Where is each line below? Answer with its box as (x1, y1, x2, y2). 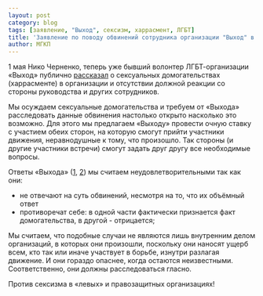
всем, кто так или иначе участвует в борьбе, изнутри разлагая (8, 247, 220, 257)
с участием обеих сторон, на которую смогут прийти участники (8, 127, 225, 137)
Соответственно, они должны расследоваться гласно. (8, 264, 192, 274)
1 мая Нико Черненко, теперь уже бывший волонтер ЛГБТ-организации (8, 62, 250, 71)
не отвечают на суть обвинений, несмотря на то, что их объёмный (19, 191, 245, 200)
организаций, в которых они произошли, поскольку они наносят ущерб (8, 240, 249, 249)
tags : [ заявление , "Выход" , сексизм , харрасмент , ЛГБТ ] (8, 26, 195, 34)
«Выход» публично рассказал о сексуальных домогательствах (8, 70, 221, 80)
